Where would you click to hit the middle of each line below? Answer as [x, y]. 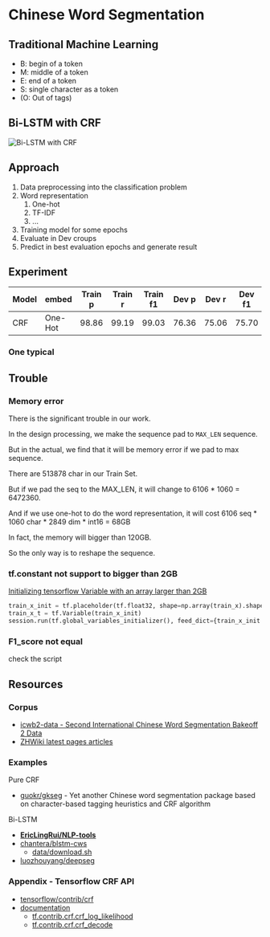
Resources [36, 684]
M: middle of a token [54, 72]
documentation [45, 907]
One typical [31, 352]
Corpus [23, 707]
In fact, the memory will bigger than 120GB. [80, 538]
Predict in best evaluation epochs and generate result [108, 246]
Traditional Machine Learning [84, 45]
